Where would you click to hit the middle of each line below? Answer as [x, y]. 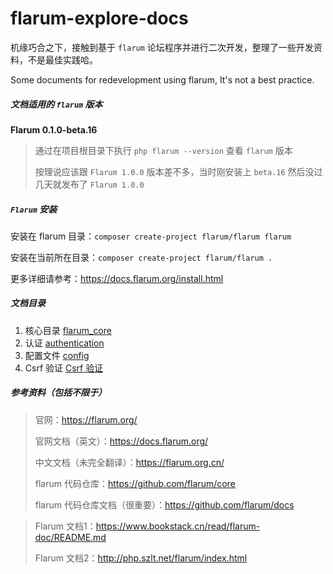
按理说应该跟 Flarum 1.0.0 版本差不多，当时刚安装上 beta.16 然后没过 [178, 171]
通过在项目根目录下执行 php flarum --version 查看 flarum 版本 [163, 150]
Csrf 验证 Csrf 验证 [64, 368]
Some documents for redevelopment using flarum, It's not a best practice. [162, 79]
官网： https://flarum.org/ [86, 419]
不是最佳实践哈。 [62, 59]
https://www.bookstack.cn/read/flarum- [178, 526]
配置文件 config [57, 355]
